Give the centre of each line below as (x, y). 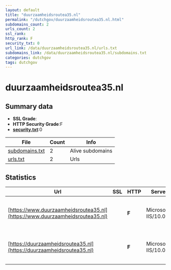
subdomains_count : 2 (27, 24)
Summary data (29, 106)
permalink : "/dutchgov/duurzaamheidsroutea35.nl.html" (65, 19)
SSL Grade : (25, 119)
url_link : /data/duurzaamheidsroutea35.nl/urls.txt (61, 48)
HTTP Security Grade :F (38, 124)
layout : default (22, 10)
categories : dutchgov (28, 58)
